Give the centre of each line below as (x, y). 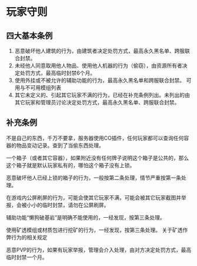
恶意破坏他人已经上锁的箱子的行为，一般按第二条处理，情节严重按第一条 (94, 178)
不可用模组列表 (43, 88)
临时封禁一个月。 (27, 257)
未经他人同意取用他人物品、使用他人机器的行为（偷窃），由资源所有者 (98, 66)
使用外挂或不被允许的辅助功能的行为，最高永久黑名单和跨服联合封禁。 (100, 80)
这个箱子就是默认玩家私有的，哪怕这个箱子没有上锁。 (71, 165)
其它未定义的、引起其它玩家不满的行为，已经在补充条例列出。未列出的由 (102, 95)
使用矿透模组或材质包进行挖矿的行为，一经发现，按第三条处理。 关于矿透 (94, 230)
